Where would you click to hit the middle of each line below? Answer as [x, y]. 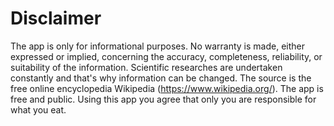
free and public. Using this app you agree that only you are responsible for [163, 99]
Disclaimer [56, 18]
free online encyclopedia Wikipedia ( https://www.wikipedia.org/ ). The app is [167, 88]
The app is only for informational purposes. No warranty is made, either [158, 46]
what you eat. [38, 109]
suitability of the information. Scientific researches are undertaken [146, 67]
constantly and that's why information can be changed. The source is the [161, 78]
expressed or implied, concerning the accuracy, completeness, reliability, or [166, 56]
